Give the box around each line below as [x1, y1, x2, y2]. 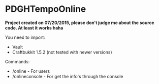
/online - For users [12, 68, 50, 74]
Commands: [5, 58, 30, 64]
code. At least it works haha [5, 25, 64, 30]
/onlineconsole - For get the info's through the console [12, 73, 124, 79]
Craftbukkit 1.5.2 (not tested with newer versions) [12, 49, 112, 55]
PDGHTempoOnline [5, 3, 86, 15]
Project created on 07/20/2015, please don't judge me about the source [5, 20, 155, 26]
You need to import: [5, 34, 45, 40]
